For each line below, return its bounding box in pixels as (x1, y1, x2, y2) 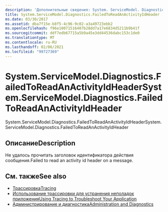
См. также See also (5, 172, 66, 180)
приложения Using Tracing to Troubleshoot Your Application (12, 196, 137, 202)
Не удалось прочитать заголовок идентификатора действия (5, 152, 134, 158)
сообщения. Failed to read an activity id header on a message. (5, 157, 133, 163)
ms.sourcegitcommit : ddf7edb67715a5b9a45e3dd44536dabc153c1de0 (5, 30, 140, 35)
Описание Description (5, 138, 76, 147)
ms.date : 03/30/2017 (5, 16, 48, 21)
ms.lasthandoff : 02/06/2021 (5, 44, 64, 49)
